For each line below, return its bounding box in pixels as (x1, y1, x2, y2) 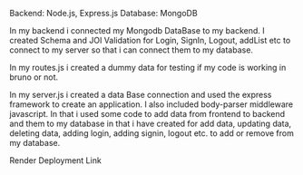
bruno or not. (9, 72, 59, 83)
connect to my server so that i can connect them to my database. (9, 44, 254, 55)
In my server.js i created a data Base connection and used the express (9, 90, 272, 100)
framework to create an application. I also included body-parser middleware (9, 99, 293, 110)
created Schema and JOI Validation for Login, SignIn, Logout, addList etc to (9, 35, 291, 45)
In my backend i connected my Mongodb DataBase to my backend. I (9, 25, 265, 35)
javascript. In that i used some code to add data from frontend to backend (9, 109, 286, 119)
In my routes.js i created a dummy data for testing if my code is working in (9, 63, 287, 73)
